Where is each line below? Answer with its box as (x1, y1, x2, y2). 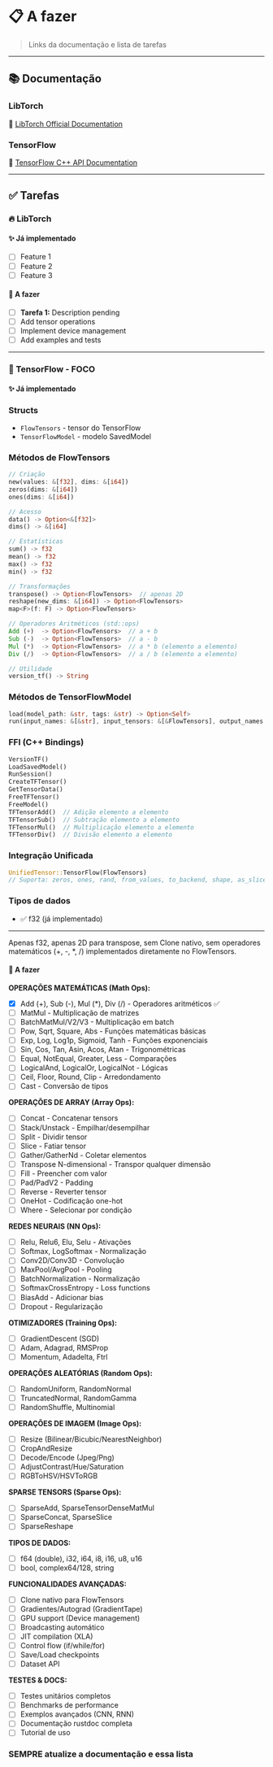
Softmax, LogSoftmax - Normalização (19, 1247, 147, 1256)
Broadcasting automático (19, 1622, 105, 1632)
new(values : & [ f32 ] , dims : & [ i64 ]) (8, 478, 129, 486)
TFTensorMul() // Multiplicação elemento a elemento (8, 823, 195, 831)
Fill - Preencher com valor (19, 1169, 108, 1178)
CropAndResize (19, 1443, 73, 1453)
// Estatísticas (8, 537, 63, 546)
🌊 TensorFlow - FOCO (8, 363, 96, 375)
